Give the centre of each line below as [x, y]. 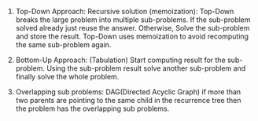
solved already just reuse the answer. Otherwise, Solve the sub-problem [133, 28]
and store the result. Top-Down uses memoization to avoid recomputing [132, 36]
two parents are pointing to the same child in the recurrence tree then [128, 100]
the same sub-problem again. [63, 45]
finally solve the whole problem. [67, 77]
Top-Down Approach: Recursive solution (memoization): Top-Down [125, 11]
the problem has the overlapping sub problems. [92, 108]
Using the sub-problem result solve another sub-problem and [146, 68]
